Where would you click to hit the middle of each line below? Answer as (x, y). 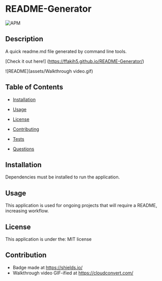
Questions (23, 149)
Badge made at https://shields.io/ (48, 267)
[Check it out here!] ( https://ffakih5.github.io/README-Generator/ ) (75, 61)
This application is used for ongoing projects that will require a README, (81, 206)
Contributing (26, 129)
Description (24, 39)
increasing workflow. (27, 211)
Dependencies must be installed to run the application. (63, 177)
